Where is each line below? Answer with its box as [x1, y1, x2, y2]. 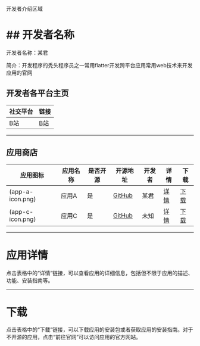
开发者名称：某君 [6, 49, 48, 56]
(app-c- [9, 207, 34, 216]
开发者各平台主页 [6, 88, 69, 98]
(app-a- [9, 187, 34, 195]
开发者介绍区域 [6, 5, 43, 12]
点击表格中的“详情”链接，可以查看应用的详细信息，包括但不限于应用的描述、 [6, 269, 193, 276]
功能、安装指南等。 [6, 276, 54, 284]
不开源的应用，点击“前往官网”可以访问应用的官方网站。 [6, 333, 142, 341]
